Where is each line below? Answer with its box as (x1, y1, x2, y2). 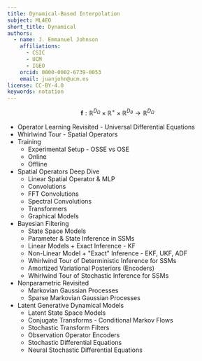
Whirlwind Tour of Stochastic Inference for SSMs (27, 271, 169, 280)
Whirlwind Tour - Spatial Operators (17, 130, 118, 139)
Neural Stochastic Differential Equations (27, 346, 143, 354)
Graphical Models (27, 211, 79, 220)
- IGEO (25, 62, 45, 69)
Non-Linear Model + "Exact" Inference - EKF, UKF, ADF (27, 249, 187, 257)
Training (17, 137, 42, 146)
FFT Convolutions (27, 190, 79, 198)
